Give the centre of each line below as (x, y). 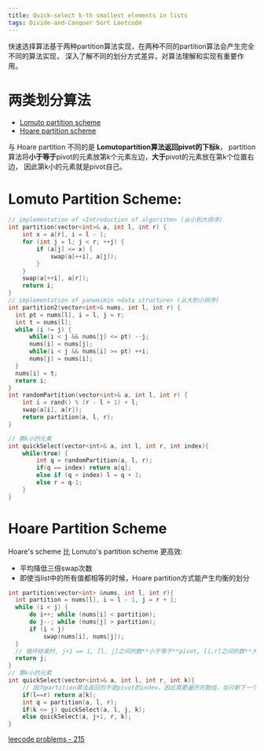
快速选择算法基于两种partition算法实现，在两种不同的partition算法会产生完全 (132, 46)
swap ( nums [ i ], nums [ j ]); (84, 636)
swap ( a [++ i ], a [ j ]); (84, 256)
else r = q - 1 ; (59, 482)
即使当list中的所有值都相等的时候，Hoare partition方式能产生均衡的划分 (134, 577)
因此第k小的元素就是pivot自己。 (75, 167)
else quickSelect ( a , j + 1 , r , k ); (77, 717)
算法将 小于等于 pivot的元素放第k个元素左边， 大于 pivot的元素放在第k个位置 (128, 157)
